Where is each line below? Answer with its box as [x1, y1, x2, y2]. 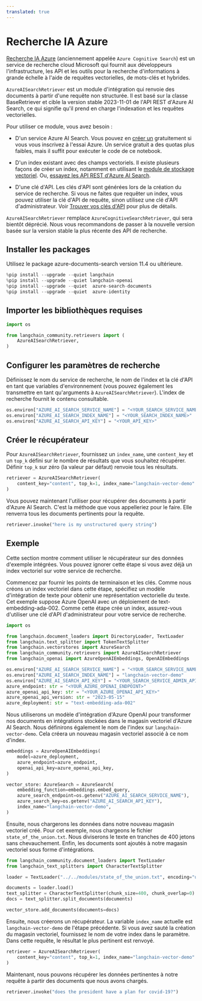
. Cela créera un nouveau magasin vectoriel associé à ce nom [35, 730, 188, 737]
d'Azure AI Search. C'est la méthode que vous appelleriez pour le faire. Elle [6, 504, 192, 511]
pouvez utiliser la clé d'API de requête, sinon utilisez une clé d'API [14, 196, 179, 203]
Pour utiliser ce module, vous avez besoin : [6, 123, 113, 130]
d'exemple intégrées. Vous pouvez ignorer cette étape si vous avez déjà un [6, 560, 192, 568]
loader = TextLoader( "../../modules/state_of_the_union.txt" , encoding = [6, 874, 192, 880]
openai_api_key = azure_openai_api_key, [17, 765, 114, 771]
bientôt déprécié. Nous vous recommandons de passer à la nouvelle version [6, 220, 195, 228]
